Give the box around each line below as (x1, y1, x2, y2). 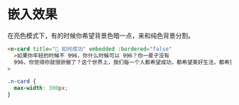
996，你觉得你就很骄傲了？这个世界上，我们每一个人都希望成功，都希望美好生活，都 (14, 58, 225, 66)
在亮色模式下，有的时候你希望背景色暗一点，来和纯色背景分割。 (7, 31, 194, 40)
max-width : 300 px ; (14, 84, 69, 92)
